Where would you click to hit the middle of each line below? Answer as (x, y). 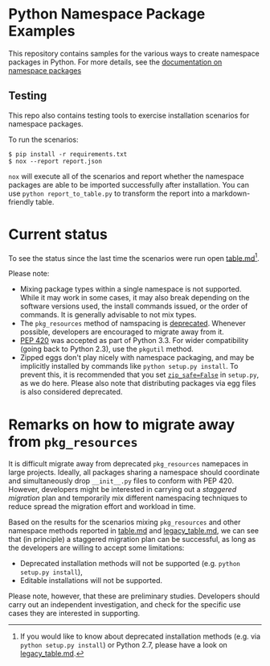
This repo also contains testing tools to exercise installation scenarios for (129, 115)
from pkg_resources (73, 442)
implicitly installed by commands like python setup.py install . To (129, 366)
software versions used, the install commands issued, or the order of (134, 306)
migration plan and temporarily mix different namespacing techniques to (128, 498)
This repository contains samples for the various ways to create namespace (134, 53)
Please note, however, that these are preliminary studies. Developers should (134, 596)
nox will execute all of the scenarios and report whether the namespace (126, 176)
